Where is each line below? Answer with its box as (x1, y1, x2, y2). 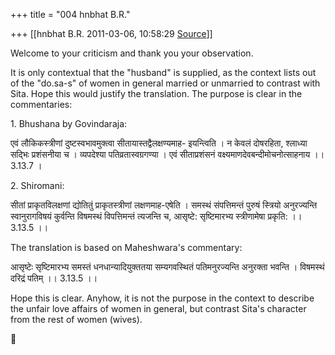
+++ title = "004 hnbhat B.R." (10, 9, 131, 20)
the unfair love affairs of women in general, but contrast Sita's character (10, 303, 307, 314)
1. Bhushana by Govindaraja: (10, 118, 128, 129)
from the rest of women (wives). (10, 314, 143, 325)
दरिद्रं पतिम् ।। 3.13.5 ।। (10, 272, 98, 284)
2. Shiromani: (10, 180, 65, 191)
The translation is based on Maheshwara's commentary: (10, 242, 243, 253)
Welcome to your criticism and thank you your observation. (10, 47, 254, 59)
